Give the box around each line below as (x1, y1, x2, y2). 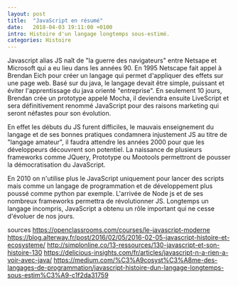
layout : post (7, 10, 46, 18)
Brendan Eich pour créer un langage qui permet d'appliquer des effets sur (7, 72, 224, 80)
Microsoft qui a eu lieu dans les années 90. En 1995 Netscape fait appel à (7, 64, 222, 72)
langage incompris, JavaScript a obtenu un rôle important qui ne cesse (7, 204, 215, 213)
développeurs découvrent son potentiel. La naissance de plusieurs (7, 145, 202, 154)
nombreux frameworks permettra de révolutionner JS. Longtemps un (7, 197, 209, 206)
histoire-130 (7, 248, 43, 257)
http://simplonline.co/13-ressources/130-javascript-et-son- (47, 241, 220, 249)
